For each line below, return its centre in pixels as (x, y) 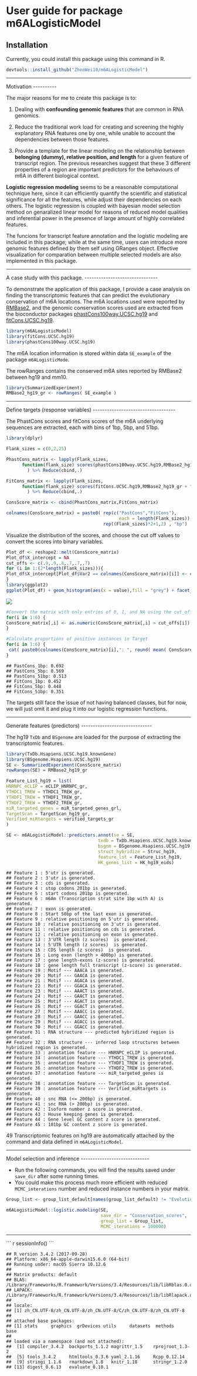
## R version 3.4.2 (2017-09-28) (47, 1254)
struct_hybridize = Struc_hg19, (137, 851)
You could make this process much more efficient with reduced (91, 1183)
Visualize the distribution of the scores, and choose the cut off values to (93, 535)
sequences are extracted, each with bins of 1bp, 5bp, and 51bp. (83, 427)
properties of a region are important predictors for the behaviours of (97, 169)
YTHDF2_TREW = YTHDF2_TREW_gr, (44, 802)
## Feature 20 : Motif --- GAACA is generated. (65, 976)
